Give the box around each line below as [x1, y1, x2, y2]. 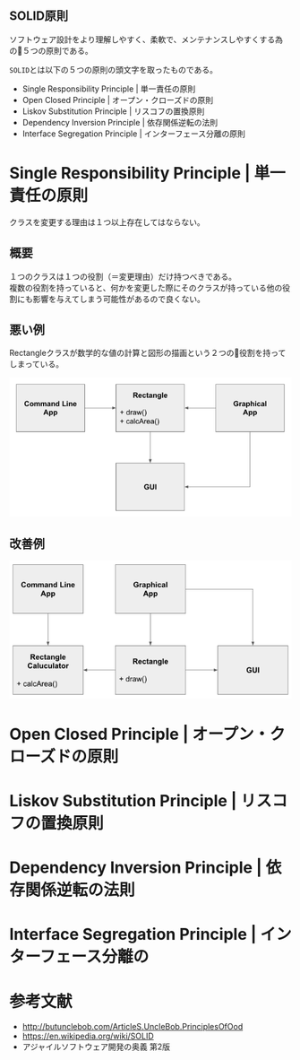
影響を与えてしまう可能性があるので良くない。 [32, 293, 206, 304]
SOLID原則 [9, 8, 69, 24]
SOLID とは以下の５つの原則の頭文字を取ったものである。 [9, 64, 218, 74]
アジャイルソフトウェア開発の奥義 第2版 [21, 1041, 171, 1052]
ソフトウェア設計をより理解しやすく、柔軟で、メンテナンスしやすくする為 [9, 34, 284, 45]
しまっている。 [9, 359, 64, 369]
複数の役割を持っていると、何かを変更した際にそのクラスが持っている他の [9, 282, 283, 293]
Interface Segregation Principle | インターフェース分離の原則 [21, 128, 246, 139]
